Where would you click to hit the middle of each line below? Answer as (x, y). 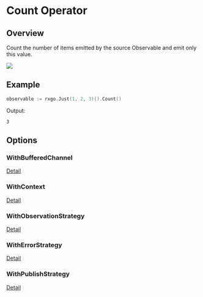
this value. (19, 54)
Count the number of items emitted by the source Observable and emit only (102, 48)
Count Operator (47, 11)
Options (22, 141)
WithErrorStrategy (34, 245)
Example (23, 85)
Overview (25, 33)
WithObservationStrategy (46, 216)
